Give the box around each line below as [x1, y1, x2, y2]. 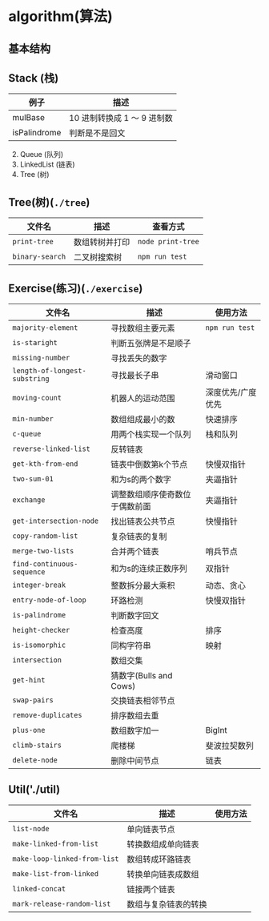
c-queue [12, 429, 42, 439]
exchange [12, 496, 46, 505]
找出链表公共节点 [110, 516, 175, 527]
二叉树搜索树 [73, 251, 122, 263]
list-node [12, 824, 50, 833]
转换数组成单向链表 [126, 839, 199, 850]
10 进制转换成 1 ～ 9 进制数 [69, 113, 174, 124]
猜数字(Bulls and [110, 670, 173, 682]
